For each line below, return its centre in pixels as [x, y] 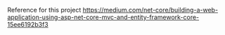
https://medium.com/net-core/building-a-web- [150, 10]
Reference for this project [44, 10]
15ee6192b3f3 [28, 24]
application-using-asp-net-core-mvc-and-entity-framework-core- [103, 17]
